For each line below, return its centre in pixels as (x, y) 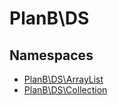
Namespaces (51, 55)
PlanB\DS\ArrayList (63, 79)
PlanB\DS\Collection (65, 90)
